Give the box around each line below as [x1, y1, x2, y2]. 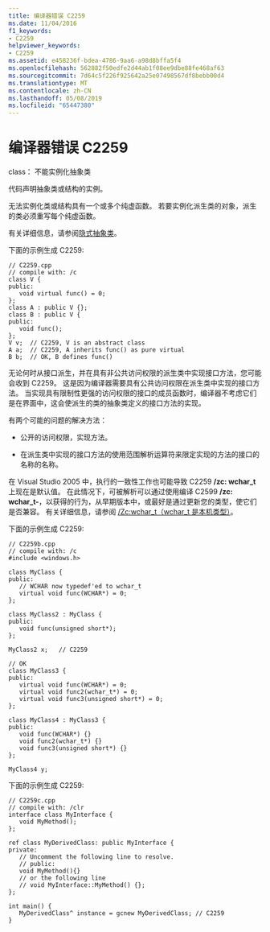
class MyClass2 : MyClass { [8, 611, 103, 619]
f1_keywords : [8, 27, 52, 35]
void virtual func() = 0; [18, 290, 106, 298]
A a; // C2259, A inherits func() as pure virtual [8, 346, 185, 354]
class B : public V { [8, 311, 81, 319]
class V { [8, 275, 42, 284]
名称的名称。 [19, 460, 63, 469]
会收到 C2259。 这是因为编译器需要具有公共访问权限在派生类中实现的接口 [8, 378, 253, 388]
